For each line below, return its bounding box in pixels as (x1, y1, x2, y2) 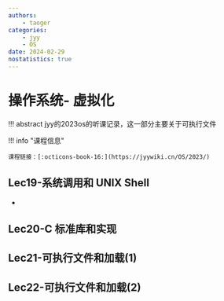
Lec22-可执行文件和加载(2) (8, 281, 141, 294)
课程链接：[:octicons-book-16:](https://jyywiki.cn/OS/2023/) (8, 152, 211, 161)
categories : (8, 26, 47, 34)
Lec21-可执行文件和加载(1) (8, 251, 138, 265)
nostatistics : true (8, 56, 72, 64)
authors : (8, 11, 37, 20)
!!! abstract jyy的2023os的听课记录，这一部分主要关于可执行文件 (8, 119, 217, 128)
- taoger (22, 19, 51, 27)
